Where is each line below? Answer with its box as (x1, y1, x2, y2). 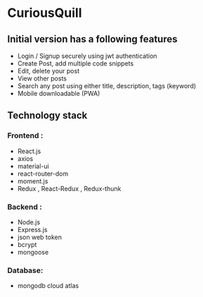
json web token (17, 233, 62, 241)
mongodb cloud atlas (17, 281, 79, 290)
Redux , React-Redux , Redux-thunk (17, 184, 122, 193)
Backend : (7, 202, 42, 212)
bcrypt (17, 240, 37, 248)
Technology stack (7, 109, 88, 121)
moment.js (17, 176, 48, 185)
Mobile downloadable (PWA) (17, 90, 100, 97)
